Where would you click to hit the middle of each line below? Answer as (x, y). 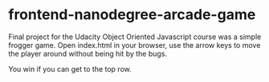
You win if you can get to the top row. (70, 68)
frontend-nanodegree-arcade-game (132, 15)
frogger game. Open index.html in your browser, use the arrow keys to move (134, 45)
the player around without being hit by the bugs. (88, 53)
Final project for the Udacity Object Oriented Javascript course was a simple (135, 37)
